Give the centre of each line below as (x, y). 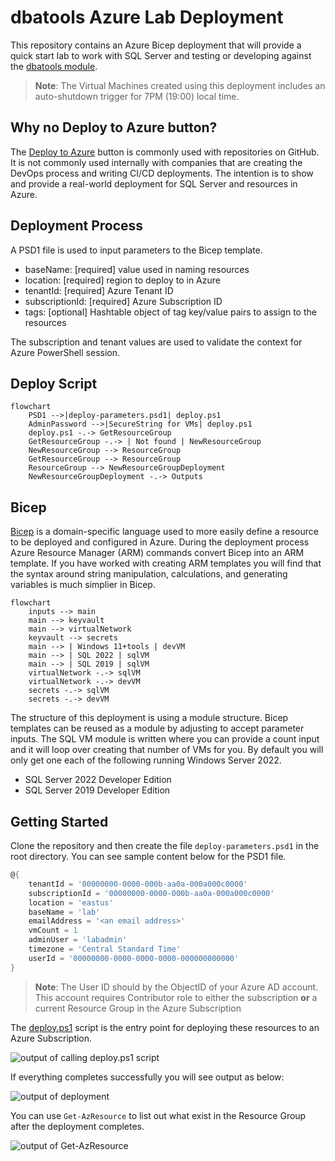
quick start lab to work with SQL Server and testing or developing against (161, 55)
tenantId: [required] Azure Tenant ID (99, 290)
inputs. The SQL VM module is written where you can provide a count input (165, 739)
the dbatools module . (54, 66)
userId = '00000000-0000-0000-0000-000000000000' (134, 958)
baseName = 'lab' (64, 912)
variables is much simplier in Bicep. (83, 585)
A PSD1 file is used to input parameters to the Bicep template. (136, 250)
